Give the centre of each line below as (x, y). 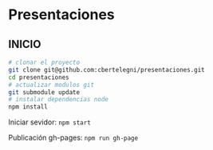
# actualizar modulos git (51, 85)
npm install (28, 107)
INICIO (25, 44)
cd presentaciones (39, 77)
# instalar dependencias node (59, 100)
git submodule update (44, 92)
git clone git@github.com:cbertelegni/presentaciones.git (106, 69)
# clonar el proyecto (44, 62)
